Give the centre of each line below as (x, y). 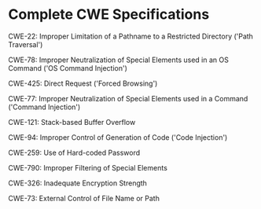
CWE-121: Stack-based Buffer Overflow (72, 122)
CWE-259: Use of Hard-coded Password (74, 152)
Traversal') (26, 44)
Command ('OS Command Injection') (68, 68)
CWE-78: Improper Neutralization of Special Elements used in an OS (119, 60)
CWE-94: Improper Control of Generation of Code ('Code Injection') (118, 137)
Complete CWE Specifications (109, 15)
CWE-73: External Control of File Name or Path (84, 198)
